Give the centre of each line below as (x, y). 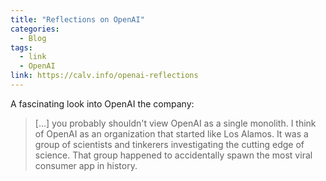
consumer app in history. (86, 165)
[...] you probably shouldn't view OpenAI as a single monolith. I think (175, 123)
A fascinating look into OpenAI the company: (102, 103)
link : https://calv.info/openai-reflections (104, 76)
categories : (35, 29)
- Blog (33, 38)
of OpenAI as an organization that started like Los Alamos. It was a (171, 133)
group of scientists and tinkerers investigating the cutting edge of (169, 144)
